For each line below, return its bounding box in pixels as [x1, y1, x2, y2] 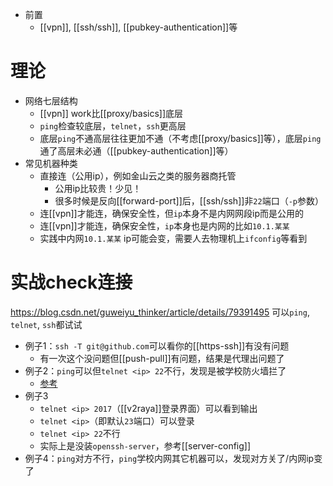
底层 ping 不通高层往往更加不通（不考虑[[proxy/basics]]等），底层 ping [39, 132, 322, 144]
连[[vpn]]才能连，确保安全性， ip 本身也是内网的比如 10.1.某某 [39, 219, 290, 232]
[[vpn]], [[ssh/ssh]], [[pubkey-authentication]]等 [39, 21, 238, 33]
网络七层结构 [24, 94, 78, 107]
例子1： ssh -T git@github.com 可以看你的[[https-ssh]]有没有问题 [24, 339, 290, 352]
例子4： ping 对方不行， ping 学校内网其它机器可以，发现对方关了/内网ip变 [24, 452, 323, 464]
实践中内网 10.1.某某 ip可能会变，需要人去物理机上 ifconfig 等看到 [39, 232, 308, 244]
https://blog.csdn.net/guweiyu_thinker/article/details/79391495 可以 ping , [10, 306, 310, 318]
